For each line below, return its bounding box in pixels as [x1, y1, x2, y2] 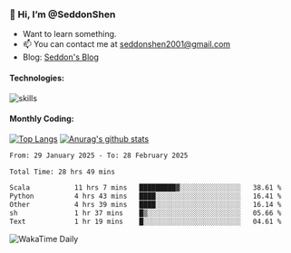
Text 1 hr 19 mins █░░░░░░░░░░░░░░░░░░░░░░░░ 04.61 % [9, 217, 282, 226]
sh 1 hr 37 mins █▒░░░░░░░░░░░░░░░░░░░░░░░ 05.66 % [9, 209, 282, 218]
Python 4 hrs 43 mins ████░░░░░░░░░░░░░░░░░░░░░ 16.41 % [9, 192, 282, 201]
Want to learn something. [22, 29, 117, 40]
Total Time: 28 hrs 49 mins [9, 167, 116, 176]
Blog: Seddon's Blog [22, 52, 100, 62]
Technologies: [9, 72, 65, 83]
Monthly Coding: [9, 113, 74, 125]
